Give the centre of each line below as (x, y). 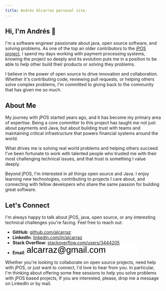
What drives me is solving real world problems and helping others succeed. (82, 148)
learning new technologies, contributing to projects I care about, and (75, 179)
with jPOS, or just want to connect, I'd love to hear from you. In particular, (80, 268)
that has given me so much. (33, 90)
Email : (19, 253)
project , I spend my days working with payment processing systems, (75, 54)
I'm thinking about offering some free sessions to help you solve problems (81, 273)
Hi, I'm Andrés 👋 (30, 32)
